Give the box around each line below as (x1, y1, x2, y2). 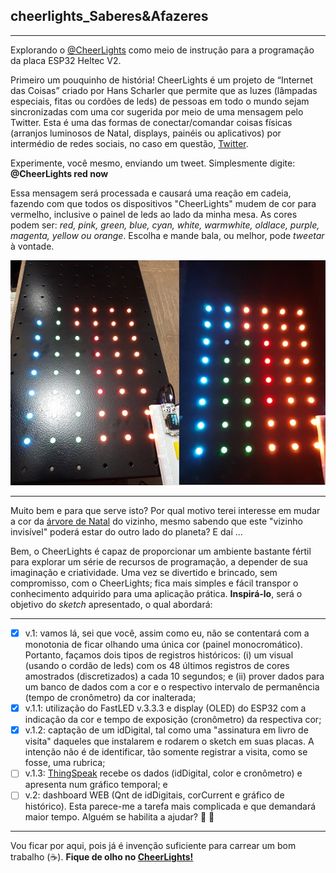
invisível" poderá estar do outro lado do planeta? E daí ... (10, 526, 243, 538)
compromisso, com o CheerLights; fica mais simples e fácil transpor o (10, 577, 299, 589)
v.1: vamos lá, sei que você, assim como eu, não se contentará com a (24, 627, 310, 639)
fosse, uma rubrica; (24, 757, 106, 769)
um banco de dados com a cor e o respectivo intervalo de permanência (24, 681, 320, 693)
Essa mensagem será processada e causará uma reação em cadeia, (10, 187, 292, 199)
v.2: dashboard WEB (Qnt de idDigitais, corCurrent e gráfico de (24, 789, 285, 801)
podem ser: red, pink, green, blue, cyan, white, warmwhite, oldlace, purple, (10, 219, 320, 231)
